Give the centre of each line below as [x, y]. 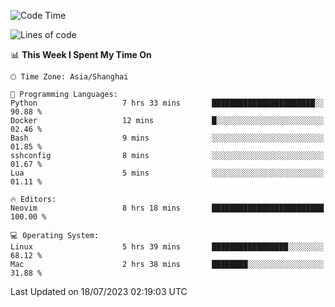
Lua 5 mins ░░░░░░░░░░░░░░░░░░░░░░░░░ [167, 173]
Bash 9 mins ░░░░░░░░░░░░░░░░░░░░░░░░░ [167, 138]
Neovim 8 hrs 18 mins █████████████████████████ [167, 208]
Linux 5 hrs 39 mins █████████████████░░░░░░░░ [167, 247]
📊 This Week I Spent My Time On [81, 54]
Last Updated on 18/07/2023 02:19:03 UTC [99, 291]
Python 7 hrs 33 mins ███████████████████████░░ [167, 103]
